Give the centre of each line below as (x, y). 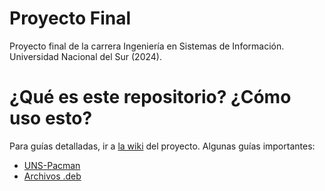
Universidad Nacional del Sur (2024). (85, 56)
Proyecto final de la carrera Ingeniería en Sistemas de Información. (147, 46)
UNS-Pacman (52, 165)
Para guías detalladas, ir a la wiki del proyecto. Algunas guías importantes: (162, 146)
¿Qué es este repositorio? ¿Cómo (150, 97)
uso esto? (51, 118)
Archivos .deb (52, 176)
